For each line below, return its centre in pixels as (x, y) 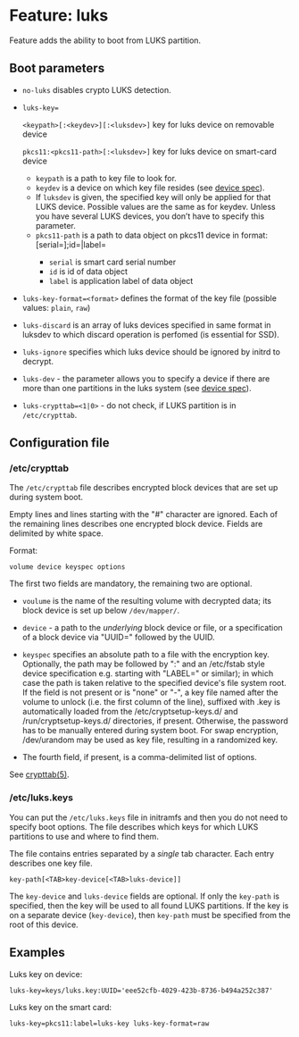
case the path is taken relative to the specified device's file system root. (154, 683)
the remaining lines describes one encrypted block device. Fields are (136, 524)
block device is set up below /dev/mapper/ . (101, 610)
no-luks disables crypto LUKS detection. (96, 89)
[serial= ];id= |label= (71, 244)
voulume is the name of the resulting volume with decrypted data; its (147, 601)
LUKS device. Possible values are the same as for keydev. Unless (155, 206)
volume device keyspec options (67, 567)
